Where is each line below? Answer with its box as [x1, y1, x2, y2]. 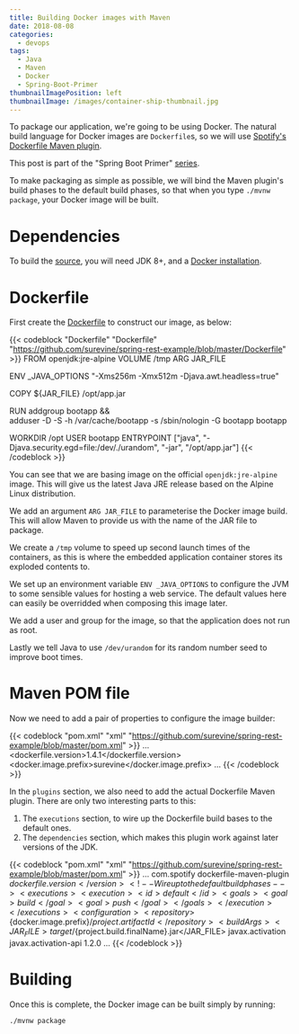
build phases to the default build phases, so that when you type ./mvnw [9, 185, 271, 196]
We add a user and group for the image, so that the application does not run [9, 615, 290, 626]
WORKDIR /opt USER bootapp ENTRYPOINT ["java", [9, 432, 201, 443]
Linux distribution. [9, 488, 76, 499]
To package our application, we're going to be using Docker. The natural [9, 121, 277, 132]
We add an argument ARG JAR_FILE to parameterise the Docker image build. [9, 505, 288, 517]
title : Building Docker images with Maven [9, 13, 171, 22]
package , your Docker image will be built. [9, 194, 159, 205]
